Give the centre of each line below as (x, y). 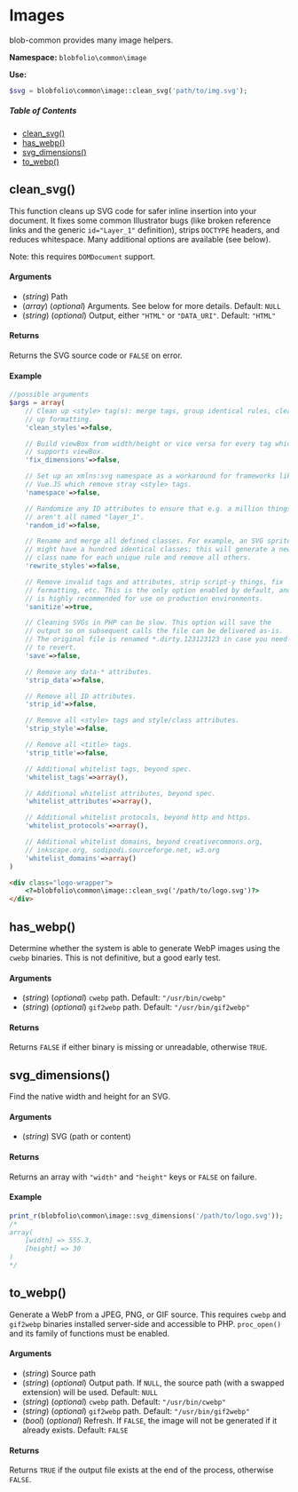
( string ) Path (45, 296)
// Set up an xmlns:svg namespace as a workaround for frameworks (150, 476)
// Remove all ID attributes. (81, 696)
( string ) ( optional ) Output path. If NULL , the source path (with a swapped (153, 1383)
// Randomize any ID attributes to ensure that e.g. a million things (158, 508)
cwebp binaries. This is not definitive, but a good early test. (115, 958)
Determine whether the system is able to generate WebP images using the (145, 948)
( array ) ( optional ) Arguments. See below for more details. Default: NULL (151, 306)
